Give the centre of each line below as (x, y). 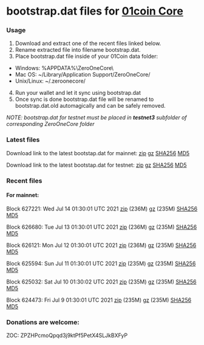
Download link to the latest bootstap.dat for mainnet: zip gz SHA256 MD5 (98, 153)
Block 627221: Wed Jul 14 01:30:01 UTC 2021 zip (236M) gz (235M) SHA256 (102, 209)
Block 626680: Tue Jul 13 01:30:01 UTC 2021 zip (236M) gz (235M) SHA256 (102, 227)
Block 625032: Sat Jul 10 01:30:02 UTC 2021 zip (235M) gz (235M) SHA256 (101, 282)
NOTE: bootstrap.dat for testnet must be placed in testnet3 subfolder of (97, 117)
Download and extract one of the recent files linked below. (88, 43)
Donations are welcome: (43, 322)
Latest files (23, 140)
